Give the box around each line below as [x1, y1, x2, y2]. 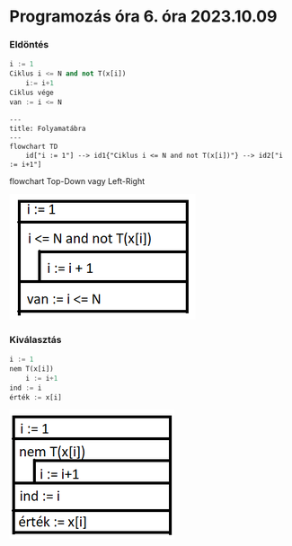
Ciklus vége [9, 88, 54, 98]
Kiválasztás [9, 333, 62, 346]
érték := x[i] [9, 392, 63, 401]
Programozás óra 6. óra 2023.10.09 [9, 6, 278, 27]
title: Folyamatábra [9, 124, 87, 133]
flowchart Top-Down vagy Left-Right [9, 175, 146, 186]
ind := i [9, 383, 42, 392]
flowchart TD [9, 142, 58, 151]
